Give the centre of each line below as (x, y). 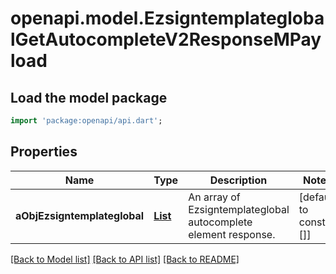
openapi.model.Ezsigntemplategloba (167, 18)
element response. (232, 234)
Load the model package (89, 97)
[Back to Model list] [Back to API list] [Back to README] (125, 259)
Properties (44, 152)
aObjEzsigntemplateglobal (80, 215)
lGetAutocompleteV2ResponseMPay (166, 39)
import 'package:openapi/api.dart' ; (86, 121)
